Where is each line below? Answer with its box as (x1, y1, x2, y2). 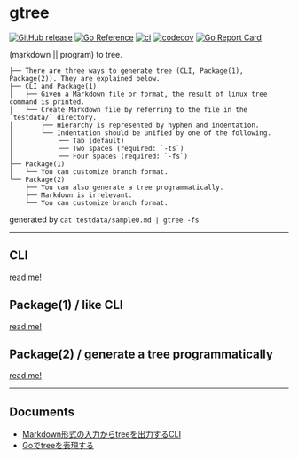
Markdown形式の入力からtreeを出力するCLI (21, 429, 182, 439)
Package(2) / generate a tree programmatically (9, 346, 273, 361)
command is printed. (9, 97, 86, 107)
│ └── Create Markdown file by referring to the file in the (9, 105, 248, 114)
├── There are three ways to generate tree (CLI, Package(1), (9, 66, 244, 75)
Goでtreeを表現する (21, 440, 95, 451)
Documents (9, 404, 75, 419)
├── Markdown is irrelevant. (25, 190, 133, 200)
